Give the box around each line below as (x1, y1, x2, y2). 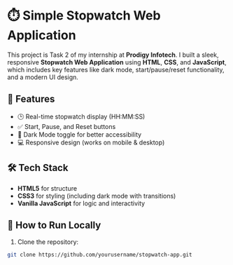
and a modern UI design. (7, 73, 79, 81)
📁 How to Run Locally (7, 219, 101, 231)
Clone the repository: (17, 238, 79, 246)
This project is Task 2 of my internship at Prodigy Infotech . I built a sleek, (7, 50, 219, 59)
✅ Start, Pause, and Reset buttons (17, 122, 116, 130)
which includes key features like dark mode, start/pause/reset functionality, (7, 65, 225, 74)
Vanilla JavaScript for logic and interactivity (17, 199, 146, 208)
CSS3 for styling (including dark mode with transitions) (17, 191, 176, 200)
